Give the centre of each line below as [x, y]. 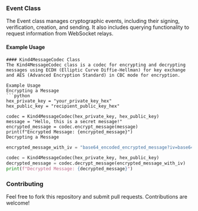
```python [18, 95]
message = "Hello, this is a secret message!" [64, 121]
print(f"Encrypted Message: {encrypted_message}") [70, 132]
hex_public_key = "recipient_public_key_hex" [63, 106]
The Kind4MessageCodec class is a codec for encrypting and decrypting [96, 65]
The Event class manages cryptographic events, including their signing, [93, 21]
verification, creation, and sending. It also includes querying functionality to [98, 27]
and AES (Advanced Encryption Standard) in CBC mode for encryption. [93, 75]
